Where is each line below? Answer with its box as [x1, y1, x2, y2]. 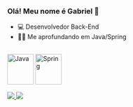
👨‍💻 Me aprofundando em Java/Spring [17, 33, 127, 41]
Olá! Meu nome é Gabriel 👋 [7, 6, 99, 16]
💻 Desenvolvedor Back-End [17, 22, 99, 31]
